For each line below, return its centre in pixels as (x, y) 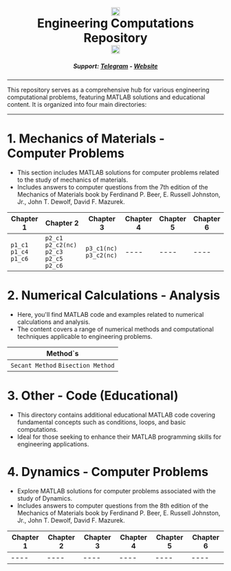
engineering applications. (53, 444)
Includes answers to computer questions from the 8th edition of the (112, 506)
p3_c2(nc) (102, 256)
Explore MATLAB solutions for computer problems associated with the (117, 491)
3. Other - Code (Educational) (93, 396)
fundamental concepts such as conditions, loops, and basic (101, 422)
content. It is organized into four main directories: (77, 105)
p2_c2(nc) (61, 245)
